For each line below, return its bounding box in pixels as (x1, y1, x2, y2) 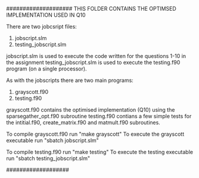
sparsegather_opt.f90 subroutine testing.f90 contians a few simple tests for (6, 113, 192, 119)
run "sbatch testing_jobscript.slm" (6, 155, 91, 162)
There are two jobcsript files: (6, 23, 77, 30)
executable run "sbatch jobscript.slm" (6, 137, 99, 144)
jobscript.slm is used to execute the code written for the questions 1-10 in (6, 53, 186, 59)
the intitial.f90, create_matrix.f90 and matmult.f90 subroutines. (6, 119, 161, 126)
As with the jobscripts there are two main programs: (6, 77, 134, 84)
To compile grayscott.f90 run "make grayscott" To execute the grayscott (6, 131, 185, 137)
